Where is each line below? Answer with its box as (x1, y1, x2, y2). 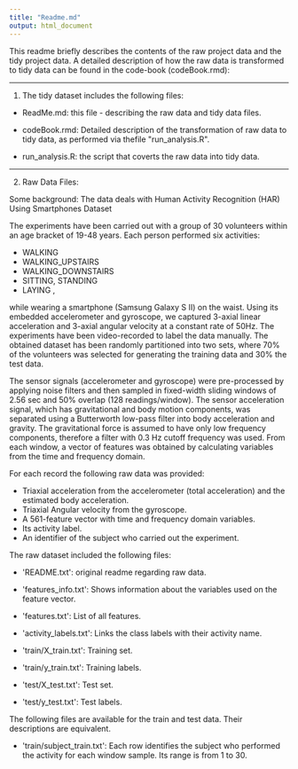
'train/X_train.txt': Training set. (21, 645, 133, 655)
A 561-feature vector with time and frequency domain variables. (21, 514, 255, 524)
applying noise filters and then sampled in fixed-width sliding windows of (9, 385, 277, 396)
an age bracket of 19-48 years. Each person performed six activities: (9, 230, 261, 240)
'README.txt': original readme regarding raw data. (21, 567, 207, 577)
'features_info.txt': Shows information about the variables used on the (21, 584, 278, 594)
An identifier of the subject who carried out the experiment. (21, 532, 239, 543)
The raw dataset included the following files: (9, 549, 171, 560)
